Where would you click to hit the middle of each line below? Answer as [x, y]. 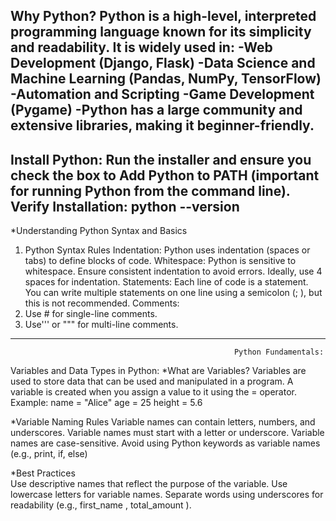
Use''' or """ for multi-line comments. [101, 325]
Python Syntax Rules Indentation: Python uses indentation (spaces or [167, 250]
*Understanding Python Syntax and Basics [99, 231]
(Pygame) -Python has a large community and [156, 110]
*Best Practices [43, 473]
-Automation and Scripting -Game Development [162, 94]
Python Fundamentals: [279, 352]
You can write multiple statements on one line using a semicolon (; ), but [173, 293]
